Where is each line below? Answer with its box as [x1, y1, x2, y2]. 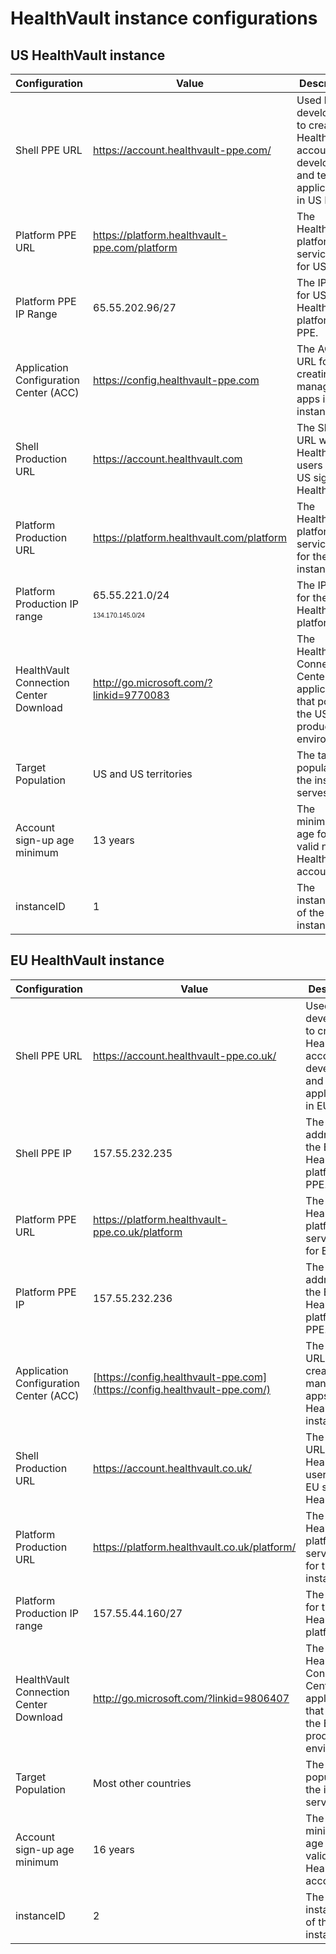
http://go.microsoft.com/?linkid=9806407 [93, 1691, 290, 1705]
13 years [93, 833, 135, 847]
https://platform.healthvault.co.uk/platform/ [93, 1540, 297, 1554]
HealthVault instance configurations [10, 7, 318, 30]
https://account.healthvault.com [93, 452, 243, 466]
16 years [93, 1842, 135, 1856]
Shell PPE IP [15, 1146, 72, 1160]
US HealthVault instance [10, 47, 166, 64]
